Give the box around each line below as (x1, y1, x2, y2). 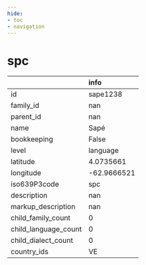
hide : (7, 10, 23, 17)
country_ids (10, 247, 48, 257)
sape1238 (88, 89, 122, 99)
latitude (10, 157, 35, 167)
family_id (10, 101, 39, 111)
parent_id (10, 112, 42, 122)
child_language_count (10, 224, 82, 234)
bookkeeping (10, 134, 53, 144)
